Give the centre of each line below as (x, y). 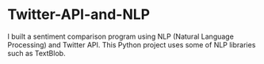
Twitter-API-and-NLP (79, 15)
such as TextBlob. (36, 53)
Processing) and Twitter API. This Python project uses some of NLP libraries (132, 44)
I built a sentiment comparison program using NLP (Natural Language (121, 36)
